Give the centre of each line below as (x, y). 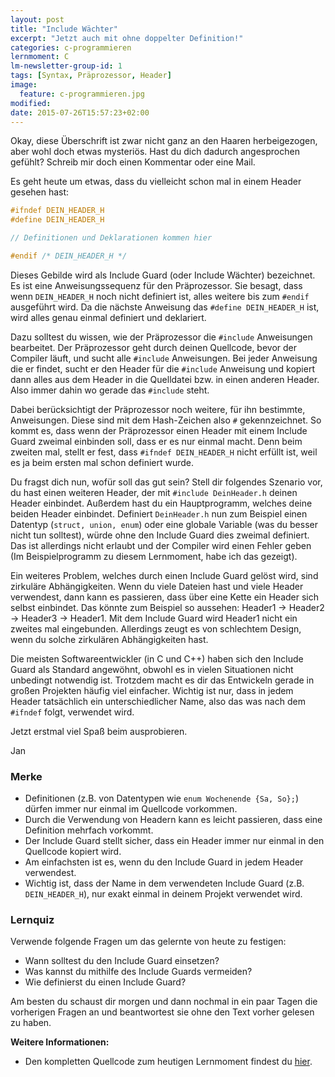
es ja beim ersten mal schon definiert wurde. (102, 462)
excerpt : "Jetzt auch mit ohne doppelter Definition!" (127, 38)
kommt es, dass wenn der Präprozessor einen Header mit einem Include (159, 430)
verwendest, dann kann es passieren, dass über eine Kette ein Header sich (164, 597)
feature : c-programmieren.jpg (82, 94)
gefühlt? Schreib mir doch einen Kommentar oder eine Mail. (133, 162)
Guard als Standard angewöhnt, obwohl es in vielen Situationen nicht (152, 669)
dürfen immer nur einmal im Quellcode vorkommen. (131, 809)
